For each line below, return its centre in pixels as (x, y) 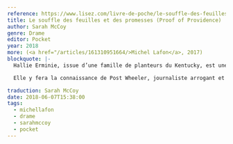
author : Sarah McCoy (37, 26)
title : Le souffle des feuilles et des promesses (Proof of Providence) (114, 20)
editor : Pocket (29, 40)
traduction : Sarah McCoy (43, 90)
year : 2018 (23, 46)
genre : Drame (26, 33)
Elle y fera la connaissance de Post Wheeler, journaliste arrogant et (119, 78)
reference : (23, 14)
